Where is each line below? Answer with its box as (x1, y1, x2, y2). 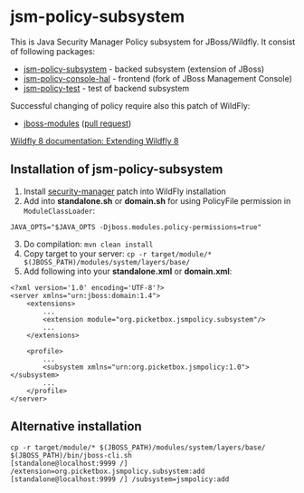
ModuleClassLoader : (23, 205, 96, 216)
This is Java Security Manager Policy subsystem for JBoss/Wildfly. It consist (10, 36, 296, 47)
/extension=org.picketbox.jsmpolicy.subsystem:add (10, 467, 205, 476)
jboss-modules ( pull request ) (23, 118, 132, 129)
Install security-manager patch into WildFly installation (23, 186, 227, 197)
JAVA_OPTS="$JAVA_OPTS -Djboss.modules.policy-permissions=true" (10, 222, 261, 232)
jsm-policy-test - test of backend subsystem (23, 82, 190, 93)
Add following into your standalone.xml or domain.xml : (23, 266, 233, 276)
